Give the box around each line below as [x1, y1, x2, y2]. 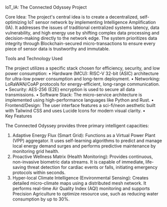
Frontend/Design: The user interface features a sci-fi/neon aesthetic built [5, 102, 156, 108]
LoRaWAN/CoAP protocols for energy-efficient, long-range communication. [5, 81, 161, 87]
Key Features [5, 113, 32, 119]
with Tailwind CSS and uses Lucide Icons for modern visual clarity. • [5, 107, 146, 113]
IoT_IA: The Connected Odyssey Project [5, 4, 87, 10]
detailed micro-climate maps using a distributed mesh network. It [12, 180, 147, 186]
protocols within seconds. [12, 169, 66, 175]
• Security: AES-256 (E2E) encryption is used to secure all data [5, 86, 135, 92]
